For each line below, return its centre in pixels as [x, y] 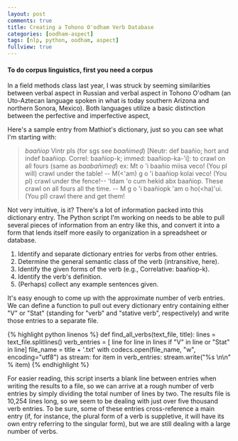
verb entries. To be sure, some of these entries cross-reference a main [111, 409]
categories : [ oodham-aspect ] [50, 34]
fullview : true [30, 47]
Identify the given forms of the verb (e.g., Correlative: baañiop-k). [114, 269]
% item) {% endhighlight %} [49, 365]
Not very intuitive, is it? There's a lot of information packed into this [106, 210]
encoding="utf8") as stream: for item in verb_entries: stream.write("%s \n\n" [119, 357]
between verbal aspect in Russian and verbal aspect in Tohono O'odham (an [119, 93]
